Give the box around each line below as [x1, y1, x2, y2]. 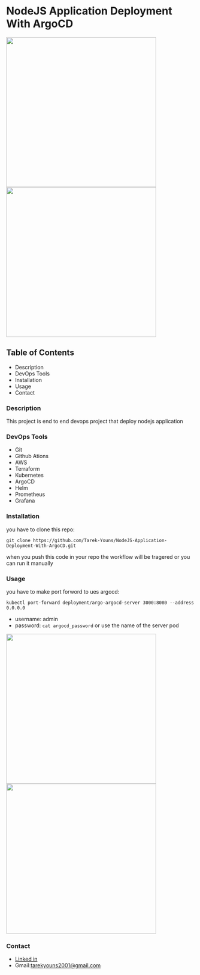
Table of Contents [6, 348, 75, 358]
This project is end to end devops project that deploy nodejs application [6, 418, 184, 425]
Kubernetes [14, 472, 44, 479]
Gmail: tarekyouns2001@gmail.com [14, 962, 101, 969]
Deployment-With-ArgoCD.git [6, 543, 77, 549]
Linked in [14, 955, 38, 963]
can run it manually [6, 559, 54, 567]
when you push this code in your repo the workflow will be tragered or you [6, 553, 190, 560]
